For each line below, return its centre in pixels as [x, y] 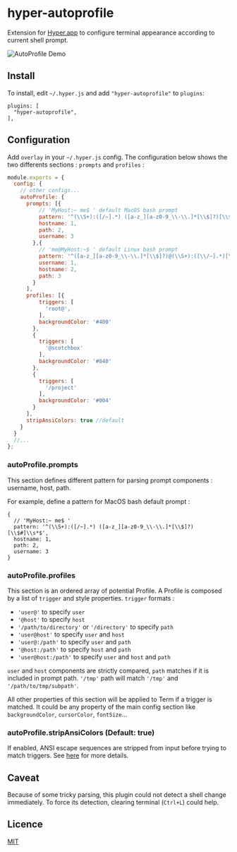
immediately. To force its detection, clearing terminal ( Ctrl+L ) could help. [113, 803]
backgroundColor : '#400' [75, 322]
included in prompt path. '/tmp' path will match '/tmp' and [93, 678]
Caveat [24, 777]
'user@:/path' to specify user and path [74, 641]
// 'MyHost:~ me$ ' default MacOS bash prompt [108, 210]
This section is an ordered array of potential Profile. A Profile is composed [115, 591]
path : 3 [50, 276]
